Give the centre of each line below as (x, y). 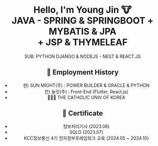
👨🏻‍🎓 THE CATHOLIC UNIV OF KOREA (86, 97)
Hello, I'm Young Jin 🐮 (83, 10)
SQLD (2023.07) (86, 132)
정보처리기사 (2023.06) (86, 126)
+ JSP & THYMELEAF (83, 42)
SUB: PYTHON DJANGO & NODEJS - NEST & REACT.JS (83, 56)
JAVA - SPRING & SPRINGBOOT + (83, 21)
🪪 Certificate (83, 113)
